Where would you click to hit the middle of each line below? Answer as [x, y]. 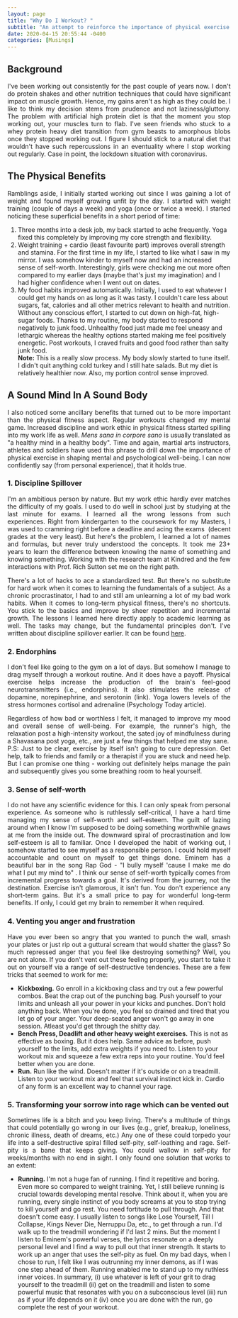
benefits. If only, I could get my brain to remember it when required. [106, 903]
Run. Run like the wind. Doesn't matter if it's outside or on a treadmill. [119, 1071]
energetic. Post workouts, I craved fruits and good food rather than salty [123, 343]
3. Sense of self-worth [47, 790]
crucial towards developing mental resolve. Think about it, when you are [123, 1194]
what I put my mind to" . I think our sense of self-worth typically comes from [119, 873]
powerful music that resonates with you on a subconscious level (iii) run [123, 1292]
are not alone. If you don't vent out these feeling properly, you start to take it [119, 959]
